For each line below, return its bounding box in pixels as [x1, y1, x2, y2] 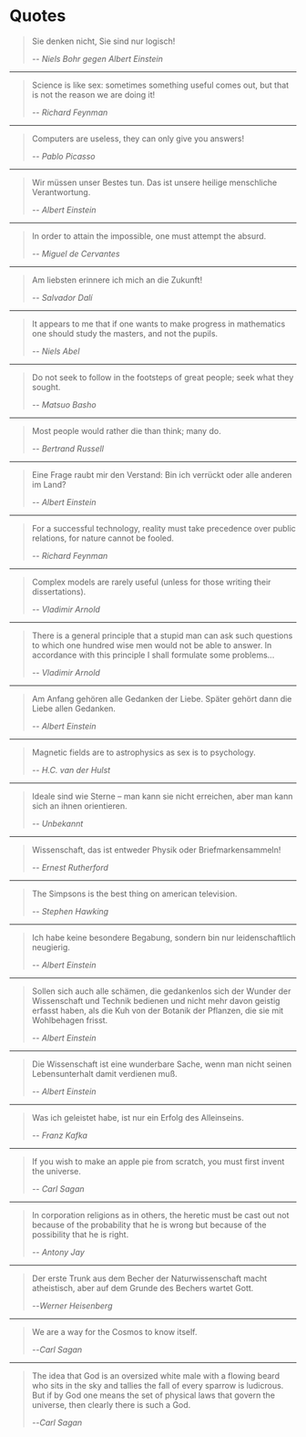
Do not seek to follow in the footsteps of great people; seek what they [31, 371, 294, 383]
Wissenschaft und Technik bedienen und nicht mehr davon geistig [31, 995, 280, 1006]
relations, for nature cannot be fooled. [31, 532, 175, 543]
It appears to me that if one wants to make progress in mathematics [31, 318, 286, 329]
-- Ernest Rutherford [31, 862, 109, 873]
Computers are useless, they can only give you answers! [31, 133, 245, 144]
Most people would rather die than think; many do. [31, 425, 221, 436]
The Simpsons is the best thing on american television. [31, 888, 238, 899]
